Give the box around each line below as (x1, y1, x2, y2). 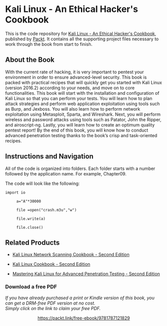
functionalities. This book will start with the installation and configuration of (5, 90, 160, 96)
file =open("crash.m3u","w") (16, 207, 77, 212)
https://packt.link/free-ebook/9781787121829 (37, 315, 130, 321)
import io (5, 190, 26, 195)
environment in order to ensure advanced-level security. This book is (5, 74, 147, 80)
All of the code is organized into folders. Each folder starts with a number (5, 165, 156, 171)
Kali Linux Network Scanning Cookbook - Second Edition (12, 252, 130, 258)
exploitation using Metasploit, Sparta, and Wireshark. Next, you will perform (5, 111, 161, 117)
